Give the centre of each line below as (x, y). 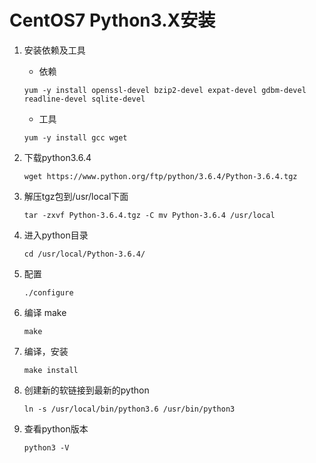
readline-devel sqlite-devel (84, 99)
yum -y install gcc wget (75, 137)
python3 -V (46, 447)
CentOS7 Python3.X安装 (112, 20)
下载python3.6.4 (57, 157)
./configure (48, 292)
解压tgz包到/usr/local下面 (76, 196)
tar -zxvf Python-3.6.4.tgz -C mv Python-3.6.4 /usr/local (149, 215)
